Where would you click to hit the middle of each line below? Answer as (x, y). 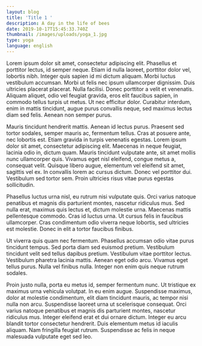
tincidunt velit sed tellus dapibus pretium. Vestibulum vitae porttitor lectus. (99, 254)
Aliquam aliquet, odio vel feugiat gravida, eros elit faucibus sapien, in (92, 95)
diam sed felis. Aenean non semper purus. (59, 115)
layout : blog (23, 12)
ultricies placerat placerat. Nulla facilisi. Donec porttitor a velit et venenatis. (100, 89)
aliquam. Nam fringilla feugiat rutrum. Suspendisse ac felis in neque (91, 330)
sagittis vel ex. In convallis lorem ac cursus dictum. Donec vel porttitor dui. (99, 171)
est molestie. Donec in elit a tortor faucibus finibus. (70, 229)
